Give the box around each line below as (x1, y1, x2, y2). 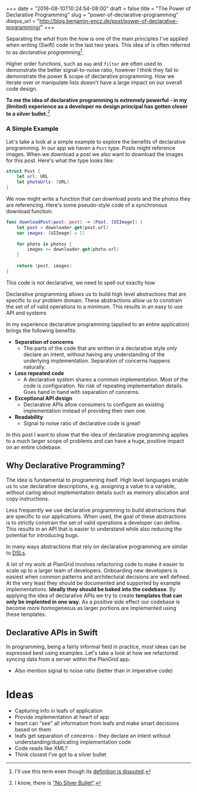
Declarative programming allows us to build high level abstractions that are (6, 290, 186, 297)
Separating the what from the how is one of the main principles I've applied (6, 35, 188, 42)
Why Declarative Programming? (6, 460, 125, 470)
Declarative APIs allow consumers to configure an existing (23, 400, 164, 408)
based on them (14, 726, 52, 733)
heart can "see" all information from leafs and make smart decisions (14, 720, 179, 727)
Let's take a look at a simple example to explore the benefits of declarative (6, 138, 186, 145)
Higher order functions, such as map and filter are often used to (6, 60, 162, 67)
